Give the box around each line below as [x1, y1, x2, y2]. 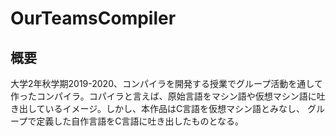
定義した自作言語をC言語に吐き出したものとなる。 [36, 115, 244, 127]
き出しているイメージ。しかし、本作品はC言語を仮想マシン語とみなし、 [10, 103, 306, 114]
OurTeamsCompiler [10, 7, 177, 30]
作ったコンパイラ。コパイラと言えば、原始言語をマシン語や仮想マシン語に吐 [10, 90, 326, 102]
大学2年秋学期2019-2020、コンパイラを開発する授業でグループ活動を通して [10, 78, 323, 89]
